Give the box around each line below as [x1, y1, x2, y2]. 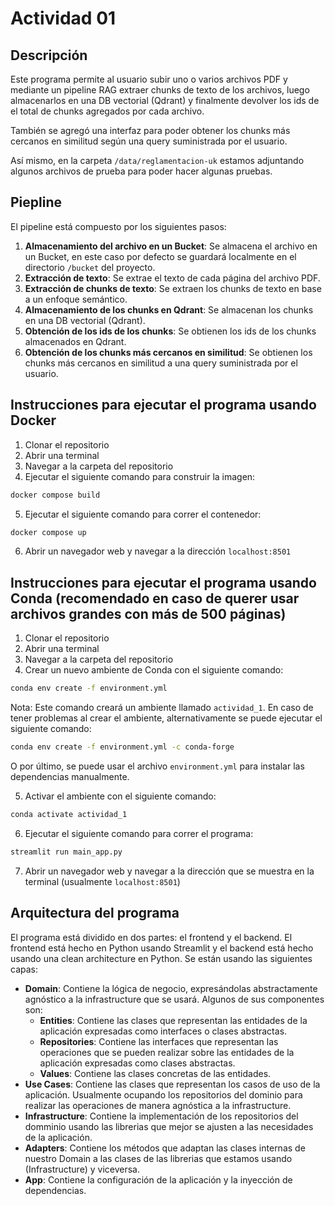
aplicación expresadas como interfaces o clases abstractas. [39, 1025, 288, 1037]
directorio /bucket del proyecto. [24, 261, 156, 273]
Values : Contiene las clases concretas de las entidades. [39, 1067, 272, 1079]
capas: [10, 963, 38, 975]
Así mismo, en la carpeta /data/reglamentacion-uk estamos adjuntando [10, 155, 305, 166]
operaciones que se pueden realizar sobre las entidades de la [39, 1046, 295, 1058]
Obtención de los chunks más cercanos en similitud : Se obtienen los [24, 346, 313, 358]
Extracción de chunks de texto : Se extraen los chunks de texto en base [24, 282, 322, 294]
